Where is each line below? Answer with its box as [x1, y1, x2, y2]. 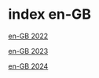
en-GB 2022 [8, 31, 49, 41]
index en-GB [8, 5, 92, 23]
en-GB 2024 [8, 61, 49, 71]
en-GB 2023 [8, 46, 49, 55]
